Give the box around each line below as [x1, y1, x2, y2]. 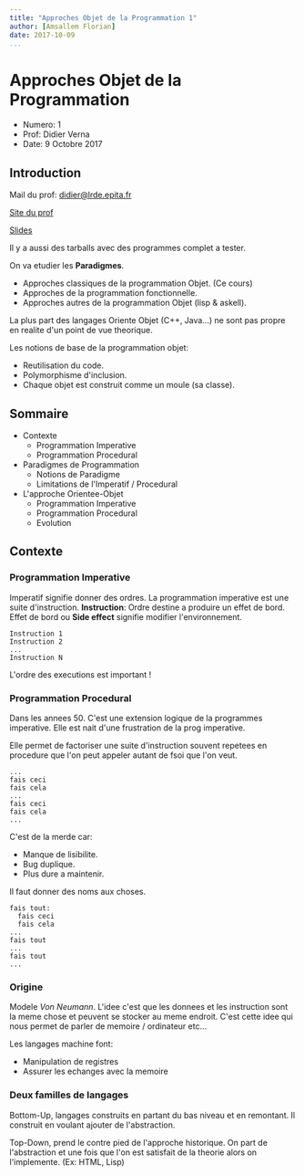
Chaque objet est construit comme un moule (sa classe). [22, 380, 235, 391]
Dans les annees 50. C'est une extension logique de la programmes [9, 712, 263, 723]
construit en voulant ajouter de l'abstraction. [9, 1119, 176, 1130]
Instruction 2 [9, 636, 64, 646]
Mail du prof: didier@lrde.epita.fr [9, 189, 132, 201]
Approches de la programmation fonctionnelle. [22, 288, 198, 299]
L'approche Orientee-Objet [22, 488, 125, 499]
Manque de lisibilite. [22, 848, 98, 859]
